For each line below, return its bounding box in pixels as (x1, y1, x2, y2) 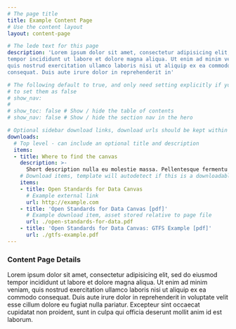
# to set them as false (7, 88, 77, 95)
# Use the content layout (7, 23, 83, 30)
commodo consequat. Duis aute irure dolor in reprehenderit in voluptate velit (7, 293, 228, 302)
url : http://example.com (25, 198, 99, 206)
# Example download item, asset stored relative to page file (25, 212, 212, 219)
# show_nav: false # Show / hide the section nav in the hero (7, 114, 193, 122)
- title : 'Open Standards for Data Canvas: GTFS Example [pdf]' (20, 225, 212, 232)
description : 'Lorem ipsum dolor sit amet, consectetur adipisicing (7, 49, 212, 56)
